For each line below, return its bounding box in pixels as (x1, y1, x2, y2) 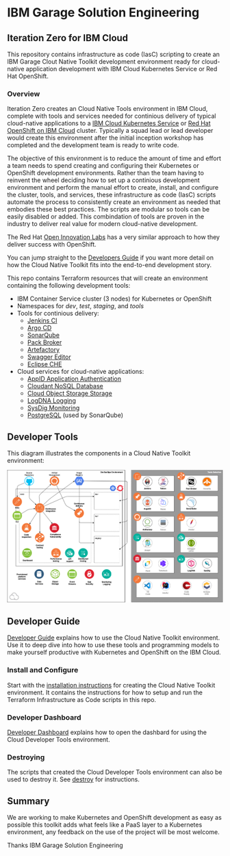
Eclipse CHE (27, 360, 62, 368)
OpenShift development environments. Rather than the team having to (7, 169, 204, 177)
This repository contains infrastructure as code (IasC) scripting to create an (7, 50, 220, 58)
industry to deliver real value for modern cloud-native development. (7, 220, 199, 228)
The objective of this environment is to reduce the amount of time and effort (7, 154, 221, 162)
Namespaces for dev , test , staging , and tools (16, 302, 144, 310)
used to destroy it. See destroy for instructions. (7, 775, 140, 783)
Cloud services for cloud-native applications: (16, 368, 144, 376)
